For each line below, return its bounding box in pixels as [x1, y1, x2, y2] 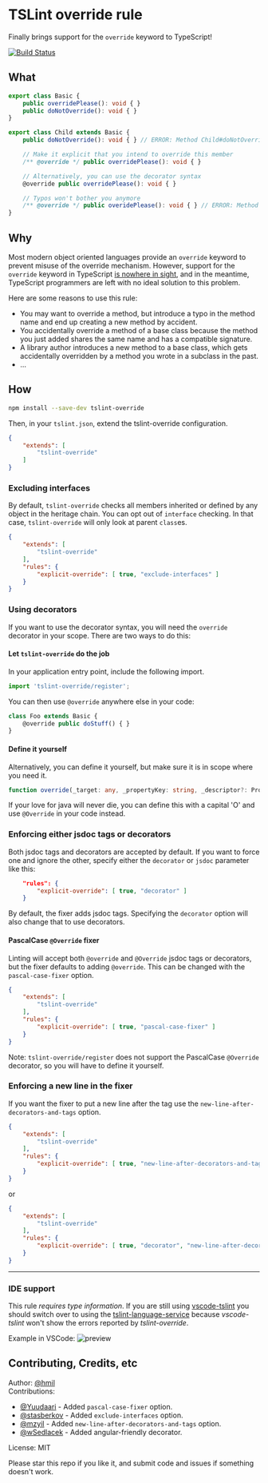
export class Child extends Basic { [8, 129, 130, 137]
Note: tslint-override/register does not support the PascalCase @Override [8, 1052, 259, 1062]
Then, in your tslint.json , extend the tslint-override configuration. [8, 418, 228, 428]
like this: [8, 864, 36, 873]
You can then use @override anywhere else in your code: [8, 697, 195, 706]
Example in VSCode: [8, 1334, 76, 1343]
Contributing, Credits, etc [8, 1357, 138, 1370]
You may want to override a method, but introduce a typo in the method [19, 308, 255, 318]
